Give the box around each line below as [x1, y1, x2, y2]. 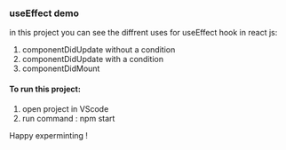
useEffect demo [9, 7, 80, 20]
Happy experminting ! [9, 130, 89, 140]
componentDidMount [21, 63, 100, 74]
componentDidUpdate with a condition [21, 54, 164, 65]
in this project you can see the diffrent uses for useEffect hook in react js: [9, 28, 278, 38]
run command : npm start [21, 113, 115, 123]
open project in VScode [21, 103, 109, 114]
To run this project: [9, 83, 82, 94]
